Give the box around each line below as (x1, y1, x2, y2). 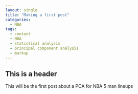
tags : (5, 27, 17, 32)
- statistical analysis (10, 41, 60, 46)
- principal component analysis (10, 46, 79, 51)
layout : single (5, 7, 38, 13)
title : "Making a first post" (5, 12, 70, 17)
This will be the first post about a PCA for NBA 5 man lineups (5, 83, 133, 89)
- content (10, 31, 31, 36)
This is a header (5, 69, 57, 78)
